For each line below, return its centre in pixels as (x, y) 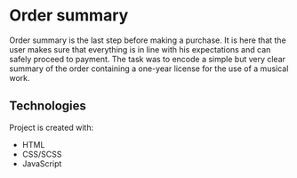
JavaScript (42, 163)
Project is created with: (52, 127)
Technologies (48, 106)
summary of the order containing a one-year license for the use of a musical (149, 69)
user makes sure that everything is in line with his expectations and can (140, 49)
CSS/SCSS (42, 154)
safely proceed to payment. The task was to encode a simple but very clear (148, 59)
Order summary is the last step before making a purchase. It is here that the (148, 40)
